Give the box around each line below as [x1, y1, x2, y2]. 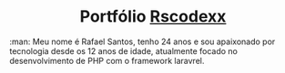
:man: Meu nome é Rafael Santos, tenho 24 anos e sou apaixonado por [9, 36, 276, 47]
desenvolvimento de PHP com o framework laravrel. [9, 55, 205, 66]
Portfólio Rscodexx [79, 6, 227, 27]
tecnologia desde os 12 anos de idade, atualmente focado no [9, 45, 239, 56]
